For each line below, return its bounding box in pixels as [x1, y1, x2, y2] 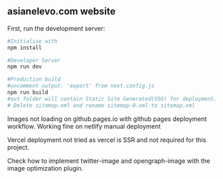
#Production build [7, 76, 61, 83]
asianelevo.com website [7, 6, 116, 17]
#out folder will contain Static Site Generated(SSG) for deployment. [7, 95, 217, 102]
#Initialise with [7, 38, 58, 45]
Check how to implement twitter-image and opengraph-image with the [7, 157, 210, 165]
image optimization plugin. [7, 164, 84, 172]
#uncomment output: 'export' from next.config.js [7, 83, 155, 89]
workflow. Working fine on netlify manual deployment [7, 122, 161, 130]
